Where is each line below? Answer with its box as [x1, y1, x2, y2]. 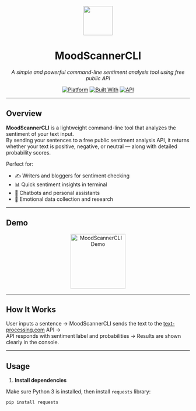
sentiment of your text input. [6, 130, 74, 137]
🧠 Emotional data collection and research [14, 196, 114, 203]
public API [85, 74, 111, 81]
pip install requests [6, 399, 59, 406]
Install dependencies [14, 377, 67, 384]
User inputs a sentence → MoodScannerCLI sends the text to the [6, 320, 162, 327]
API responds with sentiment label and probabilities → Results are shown [6, 333, 181, 340]
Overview [6, 108, 43, 119]
